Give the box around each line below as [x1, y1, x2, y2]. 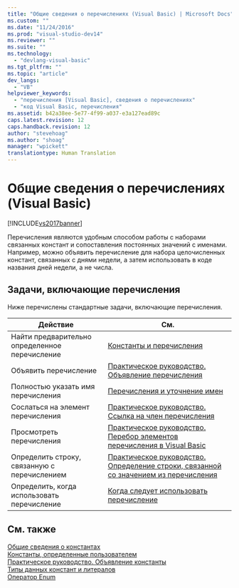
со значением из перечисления [107, 470, 218, 480]
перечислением [11, 470, 67, 480]
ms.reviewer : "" [7, 37, 55, 44]
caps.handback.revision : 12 [7, 123, 91, 130]
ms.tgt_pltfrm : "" [7, 63, 62, 71]
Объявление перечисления [107, 370, 203, 380]
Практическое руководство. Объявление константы [7, 557, 167, 566]
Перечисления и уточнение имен [107, 386, 223, 396]
